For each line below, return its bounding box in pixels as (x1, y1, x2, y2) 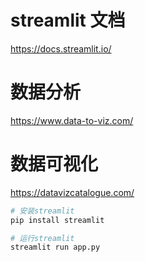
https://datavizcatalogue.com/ (10, 186, 135, 198)
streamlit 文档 (10, 9, 126, 32)
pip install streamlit (10, 215, 105, 225)
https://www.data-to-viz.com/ (10, 114, 134, 126)
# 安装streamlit (10, 206, 75, 216)
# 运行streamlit (10, 233, 75, 243)
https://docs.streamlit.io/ (10, 42, 112, 55)
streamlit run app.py (10, 242, 101, 253)
